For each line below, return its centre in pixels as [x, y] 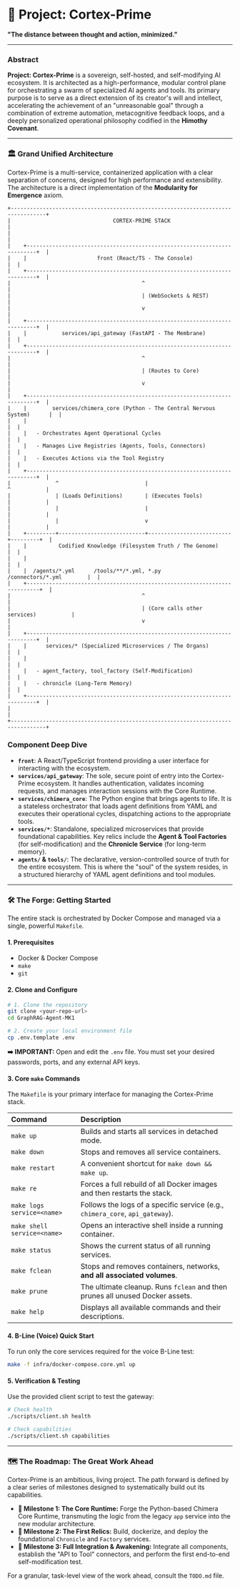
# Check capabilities [40, 1429]
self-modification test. [50, 1562]
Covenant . [23, 129]
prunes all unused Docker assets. [136, 1296]
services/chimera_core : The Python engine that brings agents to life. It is [125, 798]
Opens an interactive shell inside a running [152, 1225]
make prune [29, 1292]
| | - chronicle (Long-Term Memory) [70, 683]
